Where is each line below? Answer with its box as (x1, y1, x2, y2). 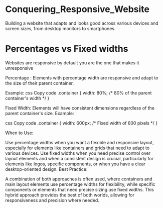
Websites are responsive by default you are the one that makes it (5, 59, 139, 66)
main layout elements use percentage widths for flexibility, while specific (5, 181, 155, 187)
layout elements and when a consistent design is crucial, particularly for (5, 155, 154, 161)
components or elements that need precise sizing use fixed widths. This (5, 186, 154, 192)
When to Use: (5, 130, 34, 136)
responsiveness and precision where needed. (5, 197, 99, 203)
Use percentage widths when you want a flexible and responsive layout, (5, 139, 154, 145)
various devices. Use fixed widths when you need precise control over (5, 150, 151, 156)
